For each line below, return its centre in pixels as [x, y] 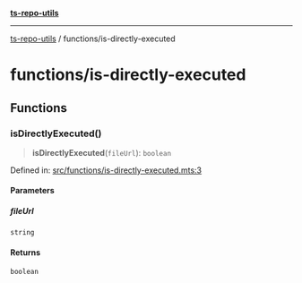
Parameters [32, 191]
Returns [26, 253]
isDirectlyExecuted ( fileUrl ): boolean [102, 152]
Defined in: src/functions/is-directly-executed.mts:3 [106, 170]
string [22, 233]
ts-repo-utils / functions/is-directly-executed [93, 39]
